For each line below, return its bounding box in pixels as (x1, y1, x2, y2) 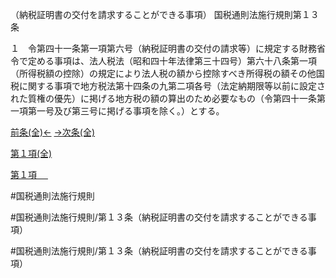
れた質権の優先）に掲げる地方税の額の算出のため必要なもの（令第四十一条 (10, 93, 317, 104)
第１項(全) (10, 148, 53, 159)
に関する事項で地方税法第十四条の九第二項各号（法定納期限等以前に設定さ (18, 80, 326, 92)
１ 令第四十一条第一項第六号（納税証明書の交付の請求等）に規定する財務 (10, 43, 317, 54)
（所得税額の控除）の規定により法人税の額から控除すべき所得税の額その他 (10, 68, 317, 79)
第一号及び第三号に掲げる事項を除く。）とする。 (27, 105, 225, 117)
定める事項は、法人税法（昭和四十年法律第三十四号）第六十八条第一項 (27, 55, 317, 67)
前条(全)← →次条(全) (10, 126, 96, 138)
